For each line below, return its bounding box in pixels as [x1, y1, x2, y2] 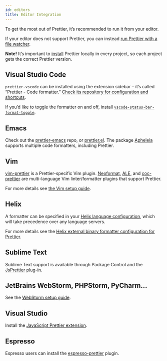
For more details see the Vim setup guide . [5, 185, 91, 191]
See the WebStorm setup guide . [5, 294, 71, 301]
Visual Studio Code [5, 70, 66, 79]
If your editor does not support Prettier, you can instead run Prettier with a [5, 36, 157, 42]
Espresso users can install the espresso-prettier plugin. [5, 350, 119, 356]
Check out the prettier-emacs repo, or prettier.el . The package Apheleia [5, 137, 153, 143]
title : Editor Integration [5, 12, 61, 17]
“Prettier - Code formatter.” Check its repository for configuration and [5, 89, 148, 95]
